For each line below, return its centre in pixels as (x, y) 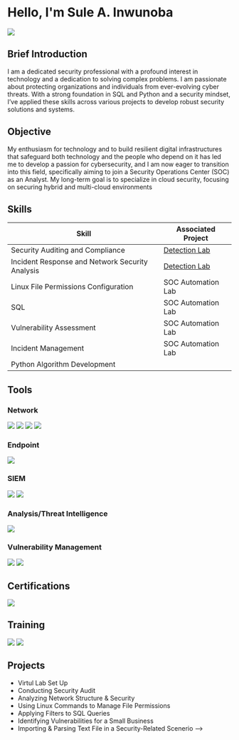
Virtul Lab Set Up (43, 683)
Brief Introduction (47, 54)
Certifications (39, 586)
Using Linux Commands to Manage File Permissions (94, 705)
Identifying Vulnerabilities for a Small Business (86, 721)
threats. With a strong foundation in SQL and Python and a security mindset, (119, 94)
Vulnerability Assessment (53, 328)
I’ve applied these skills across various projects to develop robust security (116, 101)
